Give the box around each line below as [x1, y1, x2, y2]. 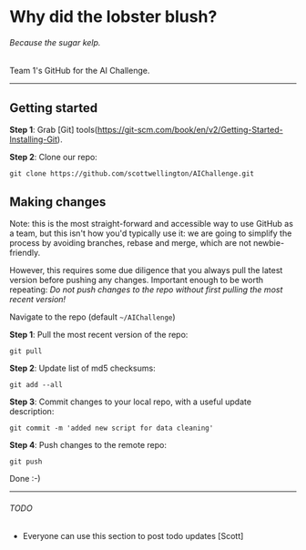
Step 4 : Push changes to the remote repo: [9, 440, 167, 451]
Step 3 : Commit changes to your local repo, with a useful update [9, 396, 252, 407]
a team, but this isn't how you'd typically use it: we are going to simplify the [9, 228, 292, 239]
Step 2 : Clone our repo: [9, 152, 97, 163]
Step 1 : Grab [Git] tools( [9, 125, 98, 136]
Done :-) [9, 474, 41, 484]
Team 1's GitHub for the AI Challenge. [9, 66, 150, 76]
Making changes [9, 194, 107, 209]
